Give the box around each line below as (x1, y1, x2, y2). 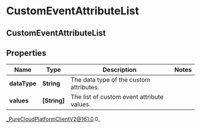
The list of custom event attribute (71, 93, 164, 101)
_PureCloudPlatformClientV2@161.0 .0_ (6, 115, 100, 123)
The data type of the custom (71, 76, 151, 84)
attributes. (71, 83, 100, 92)
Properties (6, 48, 47, 58)
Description (102, 65, 137, 74)
